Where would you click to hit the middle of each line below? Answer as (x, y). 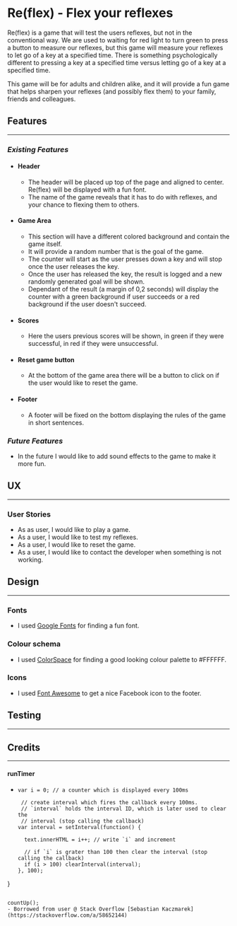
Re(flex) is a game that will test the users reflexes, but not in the (100, 33)
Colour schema (34, 644)
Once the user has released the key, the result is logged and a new (125, 274)
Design (23, 582)
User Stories (29, 514)
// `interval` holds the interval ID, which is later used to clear (124, 809)
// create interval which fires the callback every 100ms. (109, 802)
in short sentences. (56, 422)
